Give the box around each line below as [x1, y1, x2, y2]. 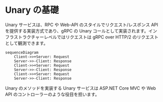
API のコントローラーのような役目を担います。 [5, 91, 100, 97]
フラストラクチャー [5, 34, 44, 40]
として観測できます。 [5, 40, 48, 46]
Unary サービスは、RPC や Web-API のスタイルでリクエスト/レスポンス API [5, 22, 159, 28]
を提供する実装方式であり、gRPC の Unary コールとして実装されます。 [5, 28, 149, 34]
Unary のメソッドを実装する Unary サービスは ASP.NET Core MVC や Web [5, 85, 157, 91]
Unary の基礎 [5, 4, 59, 16]
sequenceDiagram [5, 50, 39, 55]
